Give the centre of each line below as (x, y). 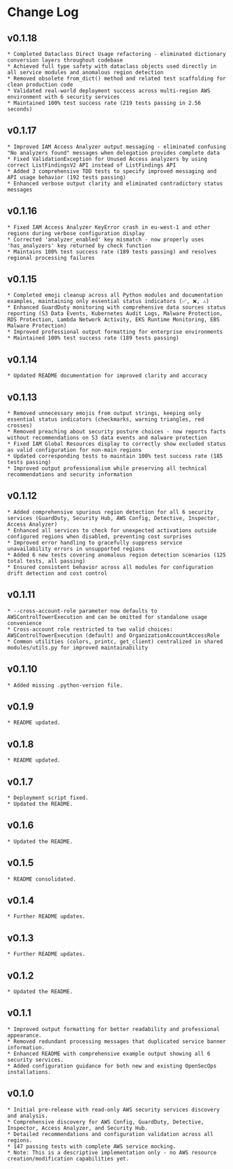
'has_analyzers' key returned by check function (79, 246)
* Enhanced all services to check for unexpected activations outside (112, 530)
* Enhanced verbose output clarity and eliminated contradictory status (115, 183)
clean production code (40, 85)
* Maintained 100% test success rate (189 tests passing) (93, 338)
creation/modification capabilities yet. (68, 1158)
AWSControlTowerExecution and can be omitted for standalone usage (107, 617)
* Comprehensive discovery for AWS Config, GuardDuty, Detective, (106, 1122)
